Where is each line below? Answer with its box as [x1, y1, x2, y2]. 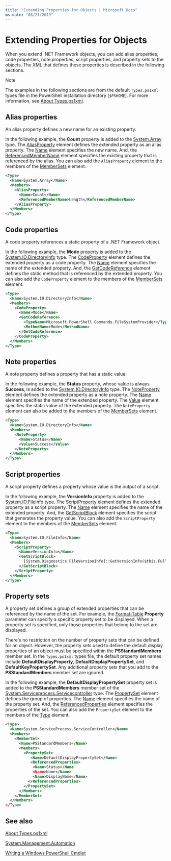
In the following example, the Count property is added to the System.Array [5, 136, 162, 142]
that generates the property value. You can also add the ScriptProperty [5, 515, 156, 521]
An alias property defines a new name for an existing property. [5, 126, 136, 133]
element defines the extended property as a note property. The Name [5, 391, 152, 398]
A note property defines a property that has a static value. [5, 371, 127, 377]
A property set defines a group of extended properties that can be [5, 605, 144, 611]
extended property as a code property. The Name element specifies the [5, 259, 156, 265]
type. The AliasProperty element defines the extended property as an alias [5, 141, 162, 148]
